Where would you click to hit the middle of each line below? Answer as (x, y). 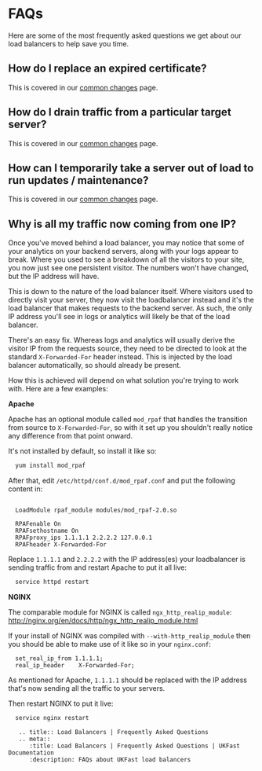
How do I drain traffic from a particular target (120, 112)
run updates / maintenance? (78, 180)
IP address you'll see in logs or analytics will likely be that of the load (119, 317)
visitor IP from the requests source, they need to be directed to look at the (127, 349)
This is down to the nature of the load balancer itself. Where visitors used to (131, 292)
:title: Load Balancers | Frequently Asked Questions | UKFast (135, 746)
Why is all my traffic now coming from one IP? (122, 224)
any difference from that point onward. (71, 436)
